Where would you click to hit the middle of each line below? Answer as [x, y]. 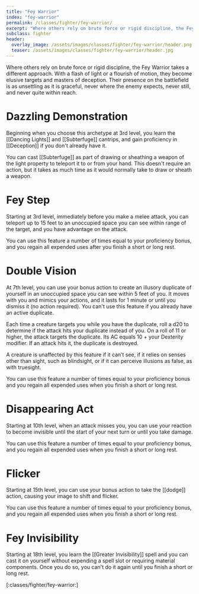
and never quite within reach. [42, 92]
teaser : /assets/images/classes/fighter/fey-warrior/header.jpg [92, 50]
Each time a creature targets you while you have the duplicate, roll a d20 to [97, 324]
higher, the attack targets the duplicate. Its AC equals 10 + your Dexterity [95, 337]
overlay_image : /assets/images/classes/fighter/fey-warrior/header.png [102, 45]
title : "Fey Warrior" [33, 12]
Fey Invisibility [42, 538]
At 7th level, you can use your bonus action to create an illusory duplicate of [99, 287]
